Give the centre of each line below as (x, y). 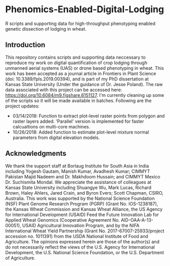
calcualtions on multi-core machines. (51, 126)
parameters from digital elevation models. (56, 137)
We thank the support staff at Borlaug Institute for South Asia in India (77, 166)
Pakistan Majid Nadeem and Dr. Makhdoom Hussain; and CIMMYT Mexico (83, 176)
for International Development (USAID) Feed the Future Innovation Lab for (82, 215)
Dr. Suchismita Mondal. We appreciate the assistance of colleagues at (78, 182)
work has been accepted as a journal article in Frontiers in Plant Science (81, 73)
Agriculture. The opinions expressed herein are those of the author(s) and (82, 242)
